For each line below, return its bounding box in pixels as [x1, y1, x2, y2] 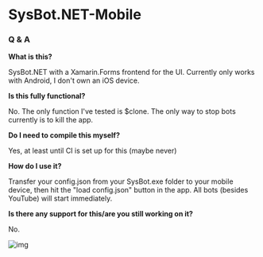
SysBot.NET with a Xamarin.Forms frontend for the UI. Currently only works [8, 68, 255, 77]
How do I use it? [8, 162, 62, 171]
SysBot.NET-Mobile [8, 6, 141, 24]
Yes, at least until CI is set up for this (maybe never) [8, 146, 177, 156]
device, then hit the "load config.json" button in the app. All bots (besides [8, 185, 249, 195]
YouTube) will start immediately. [8, 193, 113, 204]
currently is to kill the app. [8, 115, 94, 125]
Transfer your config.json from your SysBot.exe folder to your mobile [8, 177, 234, 186]
